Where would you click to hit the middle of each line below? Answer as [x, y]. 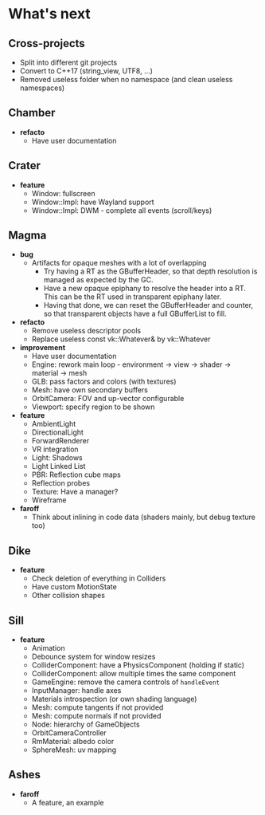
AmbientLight [54, 424]
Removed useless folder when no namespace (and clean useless [126, 79]
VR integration [55, 449]
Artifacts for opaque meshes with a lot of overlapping [119, 263]
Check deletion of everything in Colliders [99, 578]
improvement [43, 348]
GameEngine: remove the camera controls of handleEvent [126, 682]
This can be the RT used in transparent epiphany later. [132, 297]
